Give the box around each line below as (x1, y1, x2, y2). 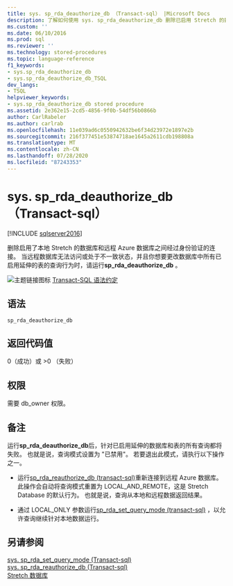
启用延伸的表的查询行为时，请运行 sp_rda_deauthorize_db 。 (7, 261, 182, 269)
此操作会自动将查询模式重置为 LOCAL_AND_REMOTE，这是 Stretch (17, 482, 209, 490)
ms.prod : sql (7, 36, 45, 43)
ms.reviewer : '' (7, 42, 54, 49)
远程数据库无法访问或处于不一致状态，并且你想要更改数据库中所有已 (26, 252, 222, 261)
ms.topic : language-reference (7, 56, 95, 63)
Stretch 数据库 (7, 571, 49, 579)
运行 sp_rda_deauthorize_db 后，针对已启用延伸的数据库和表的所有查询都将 (7, 441, 223, 449)
